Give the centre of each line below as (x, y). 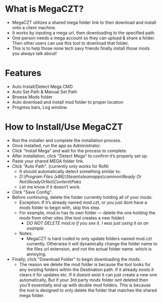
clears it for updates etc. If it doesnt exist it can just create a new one (88, 275)
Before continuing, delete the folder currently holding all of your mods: (82, 197)
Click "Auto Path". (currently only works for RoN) (60, 166)
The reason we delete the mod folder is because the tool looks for (85, 264)
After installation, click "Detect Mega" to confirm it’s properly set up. (80, 156)
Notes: (26, 233)
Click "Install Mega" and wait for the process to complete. (69, 151)
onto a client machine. (34, 27)
